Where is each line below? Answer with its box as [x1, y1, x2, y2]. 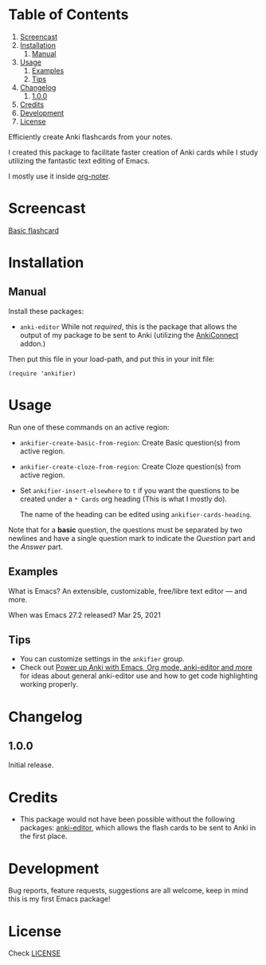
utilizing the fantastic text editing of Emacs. [8, 155, 150, 165]
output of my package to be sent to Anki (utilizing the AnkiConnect [19, 330, 239, 339]
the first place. [19, 831, 68, 841]
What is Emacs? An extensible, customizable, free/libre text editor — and [8, 586, 248, 595]
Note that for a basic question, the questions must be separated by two [8, 524, 243, 535]
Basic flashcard [8, 226, 60, 235]
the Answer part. [8, 542, 64, 551]
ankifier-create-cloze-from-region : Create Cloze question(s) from [19, 461, 241, 471]
